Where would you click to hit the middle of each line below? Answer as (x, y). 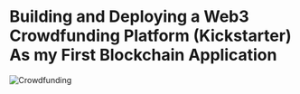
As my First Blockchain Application (143, 55)
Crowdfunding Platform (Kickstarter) (150, 36)
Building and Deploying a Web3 (130, 17)
